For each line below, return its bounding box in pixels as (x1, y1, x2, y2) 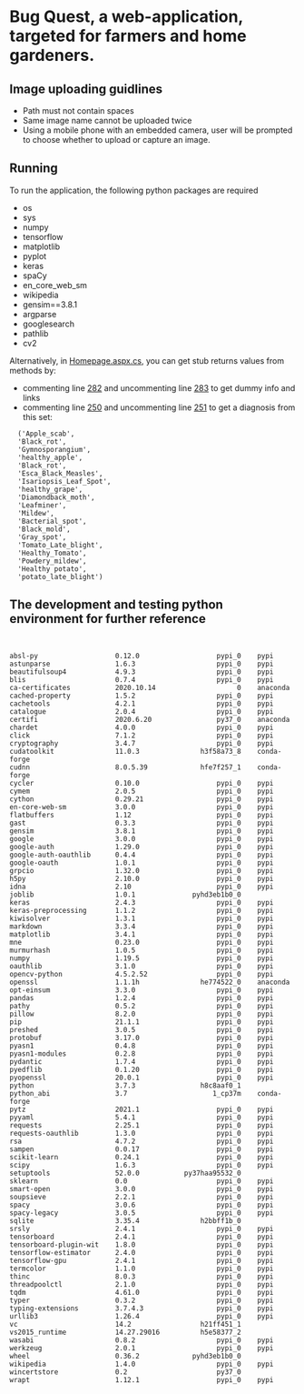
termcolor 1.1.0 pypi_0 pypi (9, 1264, 274, 1273)
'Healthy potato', (17, 564, 88, 574)
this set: (22, 411, 53, 422)
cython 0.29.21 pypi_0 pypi (9, 794, 274, 804)
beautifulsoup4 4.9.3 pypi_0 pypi (9, 667, 274, 677)
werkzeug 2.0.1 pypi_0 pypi (9, 1343, 274, 1352)
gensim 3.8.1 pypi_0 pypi (9, 826, 274, 836)
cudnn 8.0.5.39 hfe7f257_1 (9, 762, 242, 772)
